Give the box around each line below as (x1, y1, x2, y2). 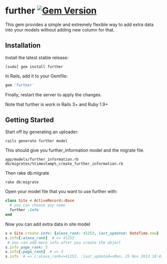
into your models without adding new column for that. (5, 26, 115, 32)
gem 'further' (5, 82, 35, 87)
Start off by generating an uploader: (5, 129, 79, 135)
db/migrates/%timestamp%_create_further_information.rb (5, 161, 123, 167)
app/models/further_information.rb (5, 157, 79, 162)
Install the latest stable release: (5, 54, 69, 60)
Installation (5, 41, 41, 50)
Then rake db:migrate (5, 170, 50, 176)
